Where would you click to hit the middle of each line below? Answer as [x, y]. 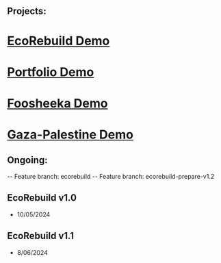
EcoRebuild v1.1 [40, 236]
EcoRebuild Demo [58, 41]
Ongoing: [27, 160]
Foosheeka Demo [57, 103]
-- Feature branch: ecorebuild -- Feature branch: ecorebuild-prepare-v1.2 [111, 176]
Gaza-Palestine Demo [70, 135]
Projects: [27, 11]
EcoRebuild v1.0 [42, 198]
